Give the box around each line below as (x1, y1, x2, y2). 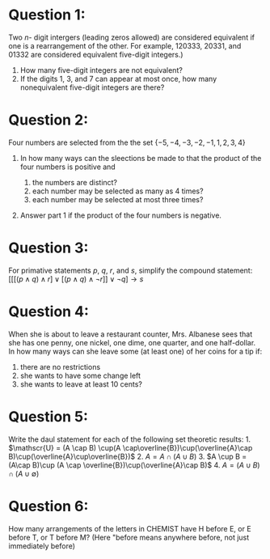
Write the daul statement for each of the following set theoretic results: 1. (8, 434, 251, 444)
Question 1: (8, 6, 86, 24)
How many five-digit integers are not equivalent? (19, 65, 184, 74)
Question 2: (8, 111, 89, 129)
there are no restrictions (19, 362, 101, 371)
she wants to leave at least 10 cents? (19, 379, 143, 389)
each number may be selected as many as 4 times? (32, 186, 204, 196)
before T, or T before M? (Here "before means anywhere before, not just (8, 532, 250, 542)
